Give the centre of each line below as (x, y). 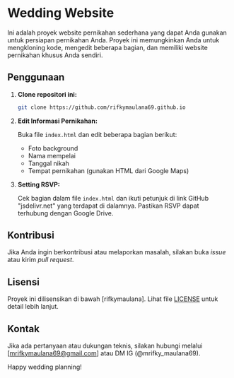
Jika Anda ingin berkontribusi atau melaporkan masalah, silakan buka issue (117, 252)
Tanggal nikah (48, 163)
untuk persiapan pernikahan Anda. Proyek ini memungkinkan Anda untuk (113, 40)
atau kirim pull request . (41, 260)
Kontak (24, 329)
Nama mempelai (52, 155)
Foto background (53, 148)
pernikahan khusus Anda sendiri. (55, 55)
